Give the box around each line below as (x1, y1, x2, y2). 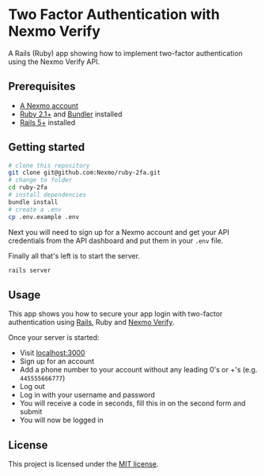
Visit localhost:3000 (19, 348, 85, 357)
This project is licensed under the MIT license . (8, 459, 159, 469)
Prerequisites (8, 80, 76, 93)
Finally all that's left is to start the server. (8, 251, 141, 260)
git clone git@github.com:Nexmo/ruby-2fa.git (8, 168, 161, 177)
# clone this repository (8, 161, 90, 169)
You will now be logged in (19, 415, 104, 425)
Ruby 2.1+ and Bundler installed (19, 109, 123, 119)
